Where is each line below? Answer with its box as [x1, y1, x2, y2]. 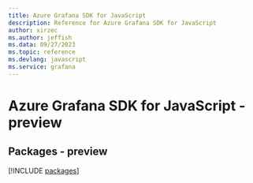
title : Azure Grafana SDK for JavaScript [8, 11, 147, 20]
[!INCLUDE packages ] [8, 166, 80, 175]
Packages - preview [8, 145, 108, 159]
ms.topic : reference [8, 48, 76, 56]
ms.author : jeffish [8, 33, 73, 42]
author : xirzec [8, 26, 58, 34]
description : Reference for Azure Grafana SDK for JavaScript [8, 19, 217, 27]
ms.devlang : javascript [8, 56, 87, 64]
